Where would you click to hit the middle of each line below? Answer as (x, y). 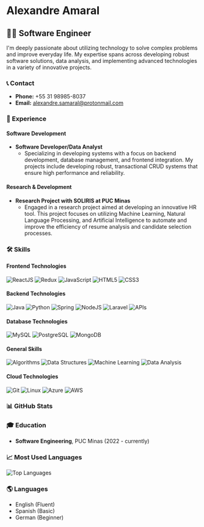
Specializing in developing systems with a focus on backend (100, 153)
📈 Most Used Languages (44, 457)
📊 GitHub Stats (30, 406)
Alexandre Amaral (53, 11)
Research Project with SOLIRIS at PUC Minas (73, 201)
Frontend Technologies (36, 266)
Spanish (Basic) (35, 511)
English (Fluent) (35, 504)
